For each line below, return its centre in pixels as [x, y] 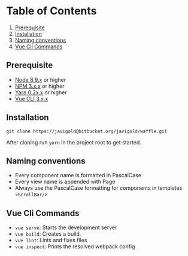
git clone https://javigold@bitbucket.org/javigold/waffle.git [87, 131]
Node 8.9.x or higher [40, 79]
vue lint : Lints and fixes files [51, 240]
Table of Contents [51, 11]
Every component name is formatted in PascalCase [78, 175]
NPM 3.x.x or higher [40, 86]
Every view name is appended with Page [65, 182]
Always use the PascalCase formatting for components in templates [98, 188]
